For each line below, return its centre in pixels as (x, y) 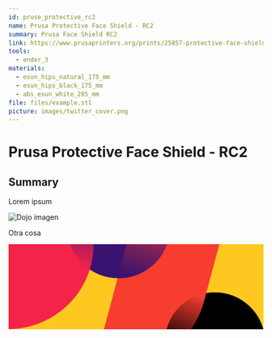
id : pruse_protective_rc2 (52, 17)
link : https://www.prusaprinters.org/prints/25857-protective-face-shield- (139, 43)
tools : (19, 51)
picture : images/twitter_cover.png (68, 111)
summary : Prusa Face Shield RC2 (63, 34)
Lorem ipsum (30, 202)
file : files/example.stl (50, 103)
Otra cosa (25, 233)
